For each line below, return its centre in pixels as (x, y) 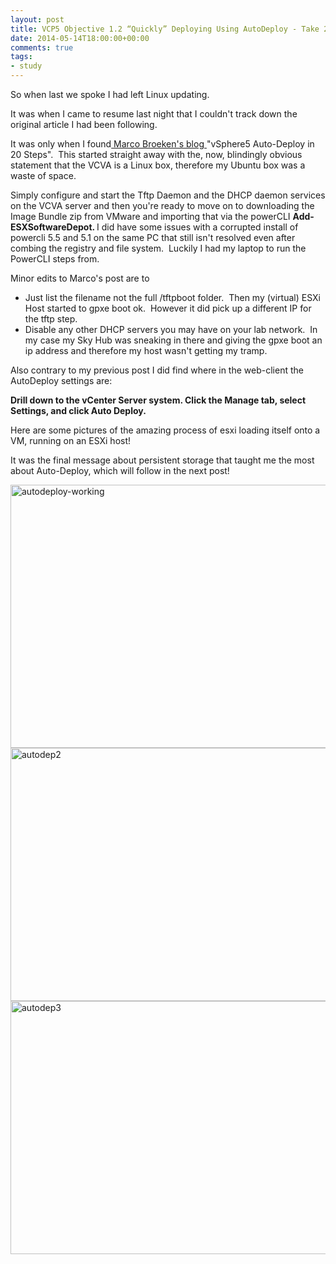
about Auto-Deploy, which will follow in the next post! (120, 470)
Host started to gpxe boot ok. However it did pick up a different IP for (168, 308)
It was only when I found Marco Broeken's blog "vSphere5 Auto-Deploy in (162, 144)
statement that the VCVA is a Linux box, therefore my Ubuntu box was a (158, 165)
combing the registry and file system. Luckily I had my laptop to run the (158, 248)
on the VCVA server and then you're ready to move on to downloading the (162, 205)
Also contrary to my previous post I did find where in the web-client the (157, 370)
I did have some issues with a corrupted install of (197, 227)
